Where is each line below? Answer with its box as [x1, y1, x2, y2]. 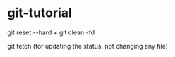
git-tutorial [7, 5, 72, 21]
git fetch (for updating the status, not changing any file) [7, 42, 168, 50]
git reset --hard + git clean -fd [7, 28, 95, 37]
